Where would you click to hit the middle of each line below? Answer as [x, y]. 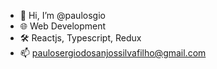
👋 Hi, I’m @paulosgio [62, 15]
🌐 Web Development [63, 26]
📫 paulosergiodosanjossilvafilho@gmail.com [113, 53]
